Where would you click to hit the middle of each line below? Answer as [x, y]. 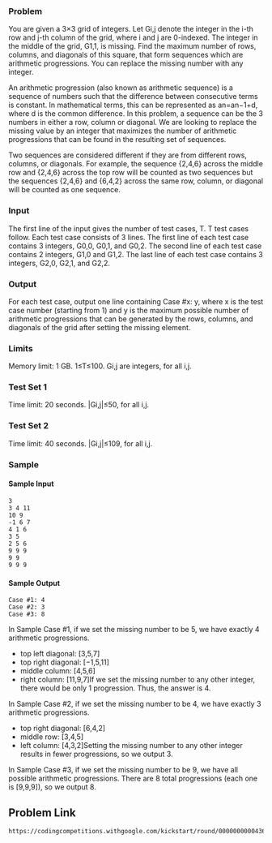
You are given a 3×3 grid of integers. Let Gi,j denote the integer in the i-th [131, 29]
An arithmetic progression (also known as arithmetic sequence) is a [121, 88]
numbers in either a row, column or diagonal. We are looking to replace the [133, 123]
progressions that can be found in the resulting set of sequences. [117, 140]
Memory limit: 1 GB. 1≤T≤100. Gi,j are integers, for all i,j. [100, 366]
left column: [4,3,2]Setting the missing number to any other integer [131, 746]
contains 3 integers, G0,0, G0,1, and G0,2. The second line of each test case [135, 246]
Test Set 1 [28, 387]
